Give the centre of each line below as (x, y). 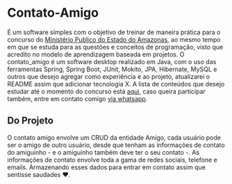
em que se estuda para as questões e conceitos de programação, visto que (115, 47)
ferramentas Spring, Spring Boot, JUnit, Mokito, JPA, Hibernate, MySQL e (112, 69)
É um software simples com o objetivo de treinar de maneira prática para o (114, 32)
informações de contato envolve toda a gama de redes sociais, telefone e (112, 160)
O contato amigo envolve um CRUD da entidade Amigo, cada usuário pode (114, 137)
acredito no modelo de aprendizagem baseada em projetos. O (96, 54)
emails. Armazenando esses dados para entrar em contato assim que (107, 167)
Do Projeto (31, 121)
